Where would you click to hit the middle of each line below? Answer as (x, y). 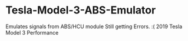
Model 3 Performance (32, 32)
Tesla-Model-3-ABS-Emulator (81, 10)
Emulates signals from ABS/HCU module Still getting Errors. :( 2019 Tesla (94, 26)
